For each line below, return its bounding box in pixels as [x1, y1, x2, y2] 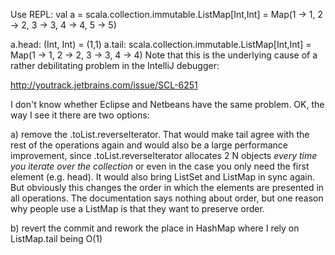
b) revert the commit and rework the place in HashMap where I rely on [10, 222, 300, 234]
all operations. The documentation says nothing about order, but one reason [10, 192, 324, 204]
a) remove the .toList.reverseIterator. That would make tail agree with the [10, 129, 310, 140]
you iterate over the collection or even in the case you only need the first [10, 160, 310, 172]
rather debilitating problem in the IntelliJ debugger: [10, 60, 220, 71]
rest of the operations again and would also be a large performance [10, 139, 288, 151]
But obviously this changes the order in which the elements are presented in [10, 182, 325, 193]
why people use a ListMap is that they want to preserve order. [10, 203, 265, 214]
